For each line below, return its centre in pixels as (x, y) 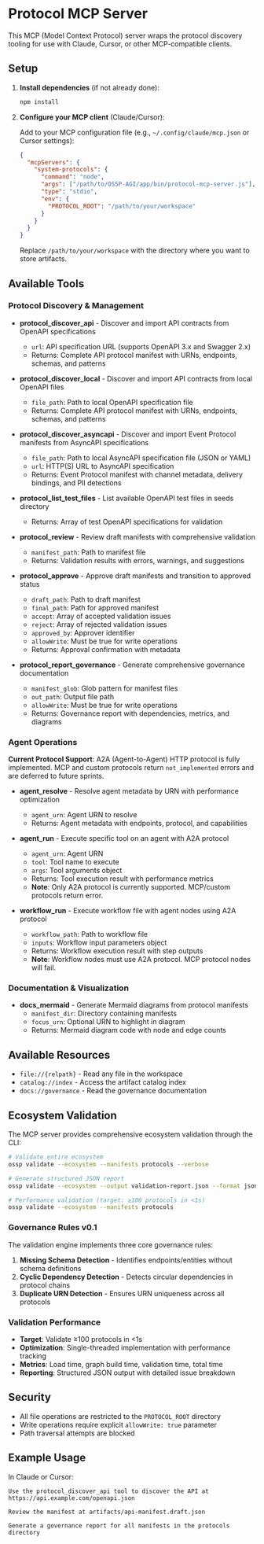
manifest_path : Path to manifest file (88, 552)
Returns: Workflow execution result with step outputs (117, 951)
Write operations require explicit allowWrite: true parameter (118, 1424)
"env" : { (55, 199)
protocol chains (45, 1285)
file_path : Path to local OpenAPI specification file (112, 402)
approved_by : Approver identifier (83, 632)
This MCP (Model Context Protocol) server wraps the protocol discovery (125, 35)
